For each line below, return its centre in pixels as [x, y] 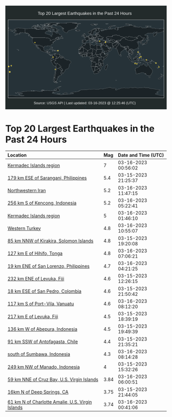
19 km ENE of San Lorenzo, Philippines [48, 266]
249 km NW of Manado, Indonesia [44, 367]
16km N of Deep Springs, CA [38, 392]
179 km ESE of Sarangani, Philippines [47, 178]
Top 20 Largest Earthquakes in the [80, 128]
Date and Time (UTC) [141, 155]
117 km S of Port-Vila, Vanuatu [41, 304]
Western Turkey [24, 228]
